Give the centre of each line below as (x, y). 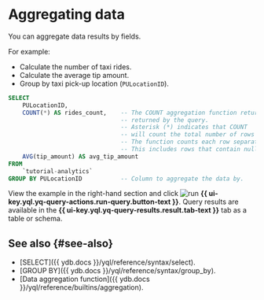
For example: (29, 51)
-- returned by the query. (165, 120)
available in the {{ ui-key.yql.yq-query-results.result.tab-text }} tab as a (128, 210)
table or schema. (35, 219)
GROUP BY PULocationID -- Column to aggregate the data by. (126, 179)
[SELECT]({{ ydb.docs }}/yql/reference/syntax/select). (107, 262)
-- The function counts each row (175, 142)
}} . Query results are (205, 202)
